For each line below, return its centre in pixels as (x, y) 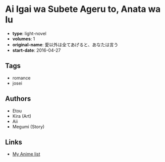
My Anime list (26, 154)
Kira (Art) (22, 116)
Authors (18, 99)
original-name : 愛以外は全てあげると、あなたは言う (65, 44)
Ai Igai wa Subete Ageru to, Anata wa (83, 9)
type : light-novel (29, 33)
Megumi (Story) (28, 126)
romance (21, 78)
